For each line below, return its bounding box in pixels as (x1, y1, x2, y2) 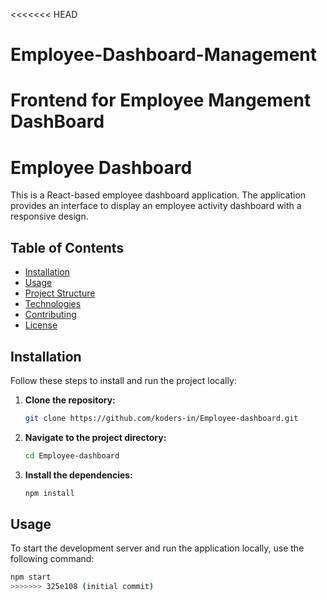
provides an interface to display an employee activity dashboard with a (10, 200, 302, 212)
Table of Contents (10, 239, 125, 256)
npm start (10, 572, 52, 583)
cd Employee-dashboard (24, 450, 120, 461)
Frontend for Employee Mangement (10, 89, 312, 112)
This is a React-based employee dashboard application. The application (10, 189, 307, 201)
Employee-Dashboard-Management (10, 44, 317, 66)
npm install (24, 488, 75, 498)
